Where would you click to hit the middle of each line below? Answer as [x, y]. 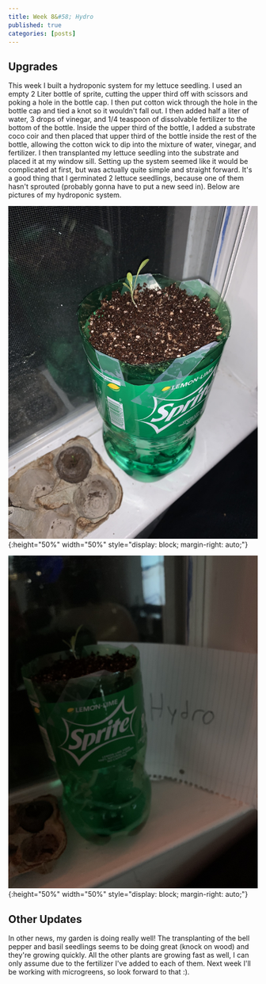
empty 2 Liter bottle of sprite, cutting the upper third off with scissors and [128, 94]
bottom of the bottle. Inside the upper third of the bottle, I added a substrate [132, 128]
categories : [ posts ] [42, 33]
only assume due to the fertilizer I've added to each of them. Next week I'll [129, 963]
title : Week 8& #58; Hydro [51, 17]
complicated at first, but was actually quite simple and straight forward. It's [130, 170]
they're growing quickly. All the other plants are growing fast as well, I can [129, 955]
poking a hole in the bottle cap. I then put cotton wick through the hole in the [133, 102]
